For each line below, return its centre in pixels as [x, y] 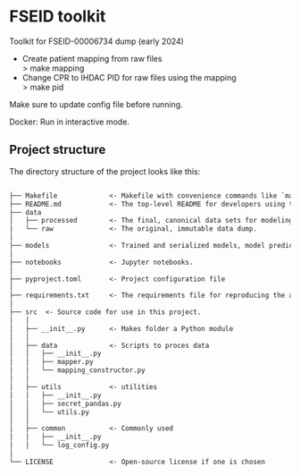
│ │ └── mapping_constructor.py [77, 370]
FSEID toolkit [58, 17]
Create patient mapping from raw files [92, 58]
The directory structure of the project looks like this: [105, 171]
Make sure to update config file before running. [96, 104]
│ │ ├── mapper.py [51, 362]
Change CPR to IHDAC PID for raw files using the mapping [129, 77]
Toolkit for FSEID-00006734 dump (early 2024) [97, 41]
